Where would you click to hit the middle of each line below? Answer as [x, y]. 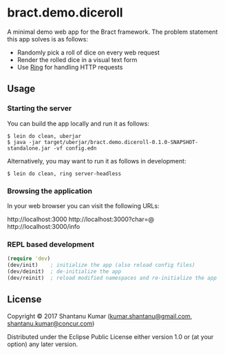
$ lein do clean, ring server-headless [64, 174]
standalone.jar [29, 148]
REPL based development [51, 244]
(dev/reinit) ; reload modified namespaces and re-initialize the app [112, 278]
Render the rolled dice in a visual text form [77, 59]
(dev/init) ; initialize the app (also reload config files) [101, 265]
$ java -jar [24, 142]
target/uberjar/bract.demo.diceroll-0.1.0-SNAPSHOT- [121, 142]
